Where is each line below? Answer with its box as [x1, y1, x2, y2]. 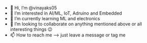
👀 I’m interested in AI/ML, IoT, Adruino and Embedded [10, 10, 123, 16]
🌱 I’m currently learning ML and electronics [10, 16, 100, 21]
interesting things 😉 [10, 26, 53, 32]
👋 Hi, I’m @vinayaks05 [10, 5, 57, 11]
